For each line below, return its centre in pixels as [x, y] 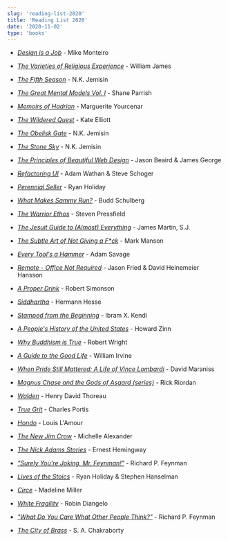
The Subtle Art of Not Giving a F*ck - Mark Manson [90, 241]
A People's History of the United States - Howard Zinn [94, 329]
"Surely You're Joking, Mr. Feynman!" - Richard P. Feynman [102, 463]
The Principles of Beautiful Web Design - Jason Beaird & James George [119, 160]
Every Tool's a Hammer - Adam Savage [73, 255]
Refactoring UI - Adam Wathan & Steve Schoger [85, 173]
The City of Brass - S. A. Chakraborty [70, 531]
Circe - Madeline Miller [50, 490]
